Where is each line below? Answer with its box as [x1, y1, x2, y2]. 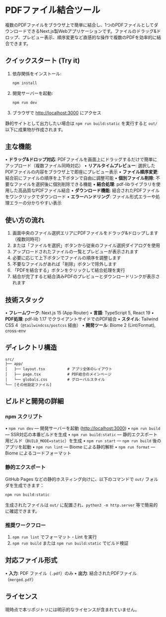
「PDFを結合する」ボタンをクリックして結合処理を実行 [12, 267, 125, 273]
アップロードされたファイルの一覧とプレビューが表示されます [12, 249, 139, 255]
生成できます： [13, 482, 45, 488]
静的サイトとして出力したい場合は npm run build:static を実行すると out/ [5, 120, 158, 126]
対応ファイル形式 [5, 556, 57, 564]
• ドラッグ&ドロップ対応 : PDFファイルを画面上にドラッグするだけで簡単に [5, 156, 158, 162]
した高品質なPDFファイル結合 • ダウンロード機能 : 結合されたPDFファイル [9, 187, 160, 194]
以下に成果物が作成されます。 [5, 126, 66, 132]
